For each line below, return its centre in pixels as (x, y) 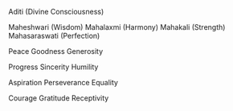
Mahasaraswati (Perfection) (54, 36)
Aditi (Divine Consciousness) (56, 12)
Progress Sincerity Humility (53, 67)
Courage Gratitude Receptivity (59, 98)
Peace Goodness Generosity (56, 51)
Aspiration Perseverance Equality (63, 82)
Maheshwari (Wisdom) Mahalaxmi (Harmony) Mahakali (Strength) (117, 27)
